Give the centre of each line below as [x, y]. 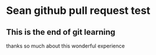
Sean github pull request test [78, 11]
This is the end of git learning [61, 32]
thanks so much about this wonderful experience [66, 46]
